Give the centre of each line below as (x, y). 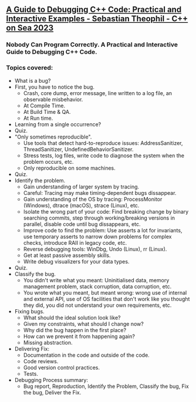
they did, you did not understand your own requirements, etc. (97, 305)
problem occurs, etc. (48, 161)
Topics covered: (30, 68)
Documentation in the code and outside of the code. (86, 355)
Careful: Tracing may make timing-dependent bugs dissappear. (100, 192)
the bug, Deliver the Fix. (52, 392)
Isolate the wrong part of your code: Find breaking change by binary (106, 211)
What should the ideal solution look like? (72, 317)
